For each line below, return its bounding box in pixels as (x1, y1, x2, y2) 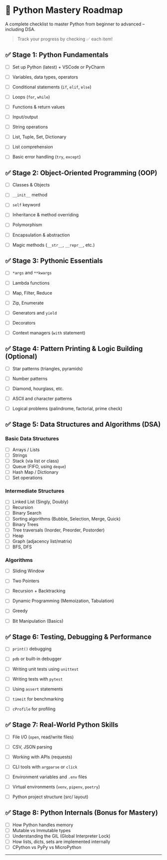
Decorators (12, 320, 36, 326)
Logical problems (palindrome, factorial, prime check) (12, 405, 123, 411)
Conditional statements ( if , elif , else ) (12, 84, 92, 90)
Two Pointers (12, 578, 40, 584)
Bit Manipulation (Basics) (12, 618, 64, 624)
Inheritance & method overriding (12, 212, 79, 218)
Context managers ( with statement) (12, 330, 85, 336)
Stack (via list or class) (12, 458, 59, 464)
